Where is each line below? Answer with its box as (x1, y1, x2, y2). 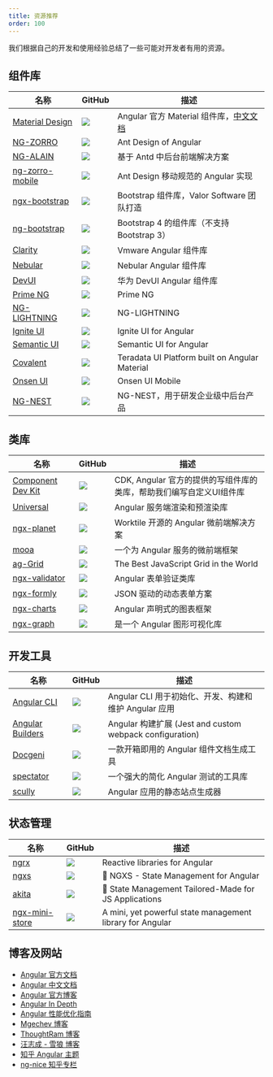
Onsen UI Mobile (117, 376, 181, 387)
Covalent (12, 357, 47, 368)
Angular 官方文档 (19, 969, 78, 979)
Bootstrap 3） (117, 229, 171, 241)
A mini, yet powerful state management (102, 906, 252, 918)
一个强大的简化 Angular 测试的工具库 (107, 771, 249, 782)
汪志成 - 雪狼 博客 (19, 1039, 80, 1049)
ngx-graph (12, 619, 55, 630)
